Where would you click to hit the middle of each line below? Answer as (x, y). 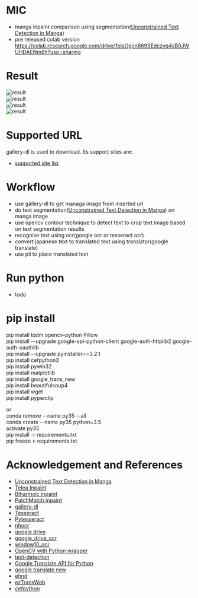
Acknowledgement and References (95, 465)
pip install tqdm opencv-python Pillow (52, 335)
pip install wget (25, 392)
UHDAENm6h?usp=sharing (48, 52)
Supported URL (44, 136)
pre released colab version (47, 39)
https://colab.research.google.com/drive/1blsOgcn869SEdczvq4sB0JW (102, 46)
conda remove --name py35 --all (46, 415)
